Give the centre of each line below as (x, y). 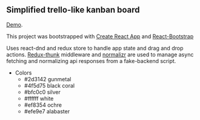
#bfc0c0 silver (42, 92)
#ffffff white (39, 98)
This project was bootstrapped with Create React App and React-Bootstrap (100, 36)
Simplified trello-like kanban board (73, 10)
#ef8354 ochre (43, 105)
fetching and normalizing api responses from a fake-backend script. (91, 61)
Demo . (15, 24)
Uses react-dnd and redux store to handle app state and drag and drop (95, 48)
